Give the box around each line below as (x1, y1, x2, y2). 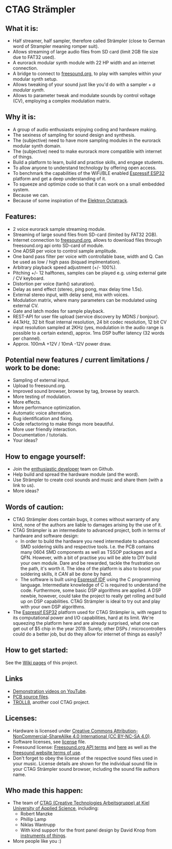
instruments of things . (20, 833, 67, 839)
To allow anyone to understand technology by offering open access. (12, 165, 157, 171)
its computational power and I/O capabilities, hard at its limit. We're (12, 615, 154, 621)
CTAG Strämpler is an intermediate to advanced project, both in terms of (12, 527, 165, 533)
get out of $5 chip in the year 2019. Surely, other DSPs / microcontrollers (12, 626, 166, 632)
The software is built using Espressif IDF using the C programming (20, 576, 161, 583)
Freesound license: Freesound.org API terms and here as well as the (12, 744, 157, 750)
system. (12, 186, 30, 192)
